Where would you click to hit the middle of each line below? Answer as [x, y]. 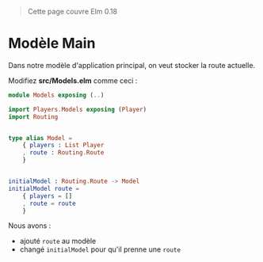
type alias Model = [40, 138]
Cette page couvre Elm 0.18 [72, 11]
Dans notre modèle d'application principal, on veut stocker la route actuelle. [132, 65]
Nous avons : [30, 226]
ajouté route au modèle [58, 241]
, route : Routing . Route [63, 153]
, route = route [50, 203]
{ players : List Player [63, 146]
